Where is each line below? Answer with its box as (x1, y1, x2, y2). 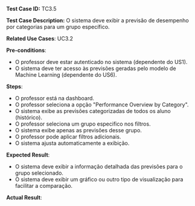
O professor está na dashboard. (14, 95, 95, 101)
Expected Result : (6, 151, 50, 158)
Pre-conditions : (6, 47, 46, 54)
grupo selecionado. (14, 169, 63, 176)
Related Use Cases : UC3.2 (6, 35, 74, 42)
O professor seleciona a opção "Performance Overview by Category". (14, 101, 189, 108)
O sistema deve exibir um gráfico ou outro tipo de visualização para (14, 176, 184, 183)
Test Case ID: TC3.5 (6, 5, 57, 12)
